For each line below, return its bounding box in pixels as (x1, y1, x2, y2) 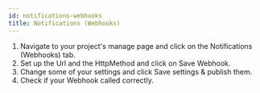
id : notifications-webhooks (8, 11, 103, 20)
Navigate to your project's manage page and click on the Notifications (19, 41, 253, 51)
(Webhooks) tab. (19, 50, 76, 59)
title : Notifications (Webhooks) (8, 19, 121, 27)
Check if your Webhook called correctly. (19, 75, 155, 85)
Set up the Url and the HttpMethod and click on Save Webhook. (19, 58, 231, 68)
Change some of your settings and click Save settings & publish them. (19, 67, 253, 76)
